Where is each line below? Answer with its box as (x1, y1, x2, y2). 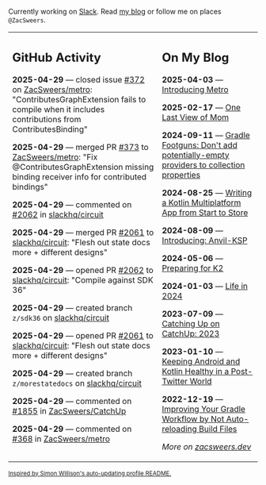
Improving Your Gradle (161, 403, 245, 414)
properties (161, 169, 200, 180)
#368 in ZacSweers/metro (12, 433, 111, 444)
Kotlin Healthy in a (161, 365, 230, 376)
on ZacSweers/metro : (12, 83, 93, 94)
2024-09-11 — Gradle (161, 129, 251, 140)
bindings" (12, 181, 48, 192)
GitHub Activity (12, 49, 101, 65)
